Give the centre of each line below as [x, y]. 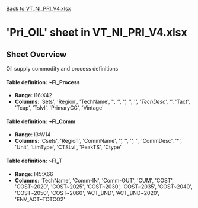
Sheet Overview [36, 54]
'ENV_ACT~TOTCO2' [40, 199]
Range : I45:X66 [34, 174]
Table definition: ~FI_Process [43, 82]
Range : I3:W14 [33, 135]
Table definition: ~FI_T [34, 161]
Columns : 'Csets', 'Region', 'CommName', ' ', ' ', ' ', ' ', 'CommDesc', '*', [98, 141]
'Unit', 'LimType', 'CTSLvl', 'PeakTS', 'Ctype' [68, 147]
